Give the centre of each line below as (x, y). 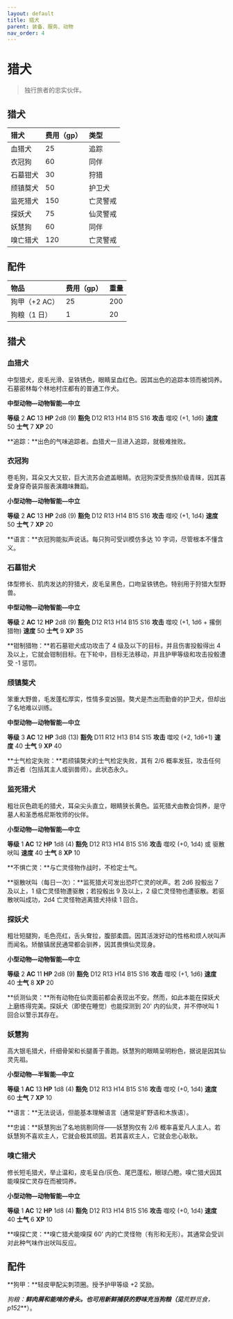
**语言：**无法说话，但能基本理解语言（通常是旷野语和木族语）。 (100, 1113)
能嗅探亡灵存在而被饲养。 (44, 1181)
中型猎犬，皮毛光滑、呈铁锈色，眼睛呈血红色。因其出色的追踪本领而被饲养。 (116, 379)
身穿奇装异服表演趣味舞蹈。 (52, 486)
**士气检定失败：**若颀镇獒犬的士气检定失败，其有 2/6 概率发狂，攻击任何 (114, 761)
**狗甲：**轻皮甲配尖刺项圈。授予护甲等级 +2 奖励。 (83, 1285)
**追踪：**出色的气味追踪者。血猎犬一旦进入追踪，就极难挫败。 (98, 441)
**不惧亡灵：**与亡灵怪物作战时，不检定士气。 (74, 867)
